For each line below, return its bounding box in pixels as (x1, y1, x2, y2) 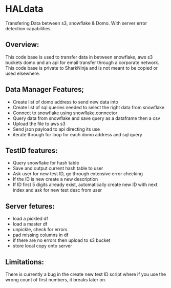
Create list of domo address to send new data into (12, 98, 119, 105)
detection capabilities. (5, 25, 52, 31)
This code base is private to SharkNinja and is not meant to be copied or (5, 65, 158, 71)
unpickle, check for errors (12, 227, 68, 233)
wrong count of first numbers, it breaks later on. (5, 277, 106, 282)
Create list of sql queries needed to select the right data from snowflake (12, 104, 165, 110)
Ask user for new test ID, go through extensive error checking (12, 171, 143, 177)
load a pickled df (12, 216, 49, 222)
